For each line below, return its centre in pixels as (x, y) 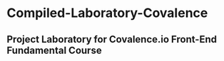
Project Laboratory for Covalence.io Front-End (112, 39)
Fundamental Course (54, 50)
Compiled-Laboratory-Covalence (107, 13)
